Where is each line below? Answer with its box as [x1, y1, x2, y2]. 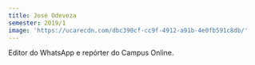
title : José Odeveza [8, 11, 78, 20]
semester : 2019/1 [8, 19, 66, 27]
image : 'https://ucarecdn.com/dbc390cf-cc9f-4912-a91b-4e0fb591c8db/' [8, 26, 249, 34]
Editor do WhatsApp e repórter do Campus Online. [8, 48, 174, 58]
